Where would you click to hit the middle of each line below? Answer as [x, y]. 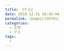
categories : [17, 23]
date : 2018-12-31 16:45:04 [32, 14]
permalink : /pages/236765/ [32, 18]
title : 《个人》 [20, 9]
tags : [10, 37]
